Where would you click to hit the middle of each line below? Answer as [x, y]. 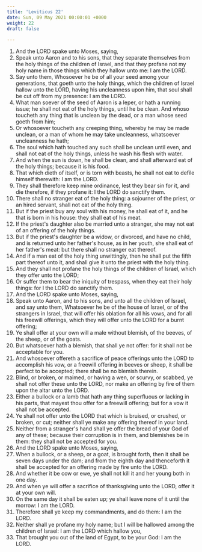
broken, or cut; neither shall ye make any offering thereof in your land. [102, 423]
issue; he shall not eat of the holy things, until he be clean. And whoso [102, 109]
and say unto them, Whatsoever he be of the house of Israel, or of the [102, 307]
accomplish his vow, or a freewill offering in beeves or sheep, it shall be [104, 365]
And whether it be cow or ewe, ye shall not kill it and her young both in [103, 474]
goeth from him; [35, 122]
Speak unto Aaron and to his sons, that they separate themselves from [103, 58]
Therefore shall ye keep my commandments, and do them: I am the [99, 512]
